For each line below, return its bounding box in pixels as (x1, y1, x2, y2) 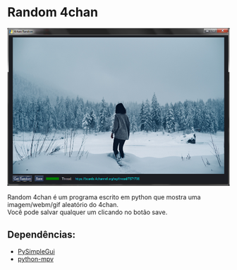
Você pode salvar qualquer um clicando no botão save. (7, 208, 168, 216)
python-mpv (17, 255, 54, 264)
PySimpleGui (17, 247, 55, 256)
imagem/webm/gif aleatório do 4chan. (7, 201, 119, 209)
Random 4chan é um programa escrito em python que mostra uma (7, 193, 201, 201)
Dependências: (7, 228, 76, 240)
